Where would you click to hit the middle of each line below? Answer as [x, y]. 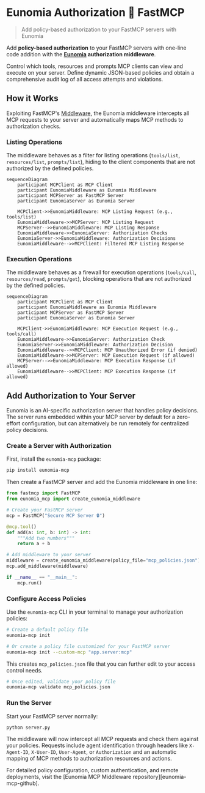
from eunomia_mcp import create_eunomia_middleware [73, 499]
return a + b [34, 544]
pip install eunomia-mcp [38, 471]
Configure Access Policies [46, 598]
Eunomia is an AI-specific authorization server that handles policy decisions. [103, 411]
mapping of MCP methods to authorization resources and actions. [89, 759]
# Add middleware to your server [49, 555]
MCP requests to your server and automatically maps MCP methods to [95, 119]
